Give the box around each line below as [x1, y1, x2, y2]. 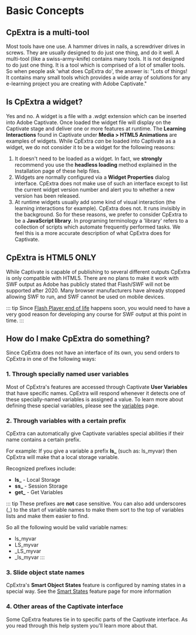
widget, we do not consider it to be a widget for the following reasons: [6, 143, 176, 150]
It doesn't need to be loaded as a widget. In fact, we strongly [14, 155, 163, 162]
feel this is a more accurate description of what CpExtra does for [14, 229, 171, 236]
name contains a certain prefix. [6, 436, 81, 443]
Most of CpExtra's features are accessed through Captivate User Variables [6, 383, 188, 390]
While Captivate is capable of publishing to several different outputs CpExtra [6, 268, 191, 275]
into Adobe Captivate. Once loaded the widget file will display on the [6, 119, 171, 126]
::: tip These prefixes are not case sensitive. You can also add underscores [6, 500, 186, 507]
